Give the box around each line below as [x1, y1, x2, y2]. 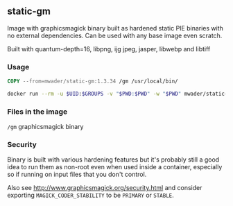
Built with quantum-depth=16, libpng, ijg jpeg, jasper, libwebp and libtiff [7, 44, 211, 53]
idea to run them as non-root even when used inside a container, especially [7, 163, 223, 171]
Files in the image [7, 107, 68, 117]
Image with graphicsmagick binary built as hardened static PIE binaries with [7, 24, 224, 32]
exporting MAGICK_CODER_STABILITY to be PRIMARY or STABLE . [7, 191, 175, 200]
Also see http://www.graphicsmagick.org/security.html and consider [7, 184, 202, 192]
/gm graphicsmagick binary [7, 123, 84, 131]
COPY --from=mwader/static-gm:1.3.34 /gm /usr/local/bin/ [7, 78, 178, 85]
